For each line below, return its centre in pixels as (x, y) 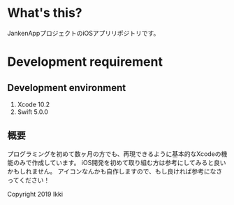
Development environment (67, 88)
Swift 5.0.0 (33, 112)
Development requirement (85, 62)
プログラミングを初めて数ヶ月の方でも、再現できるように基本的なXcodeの (114, 154)
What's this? (45, 13)
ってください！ (29, 180)
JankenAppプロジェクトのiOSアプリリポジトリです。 (83, 33)
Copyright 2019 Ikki (35, 194)
